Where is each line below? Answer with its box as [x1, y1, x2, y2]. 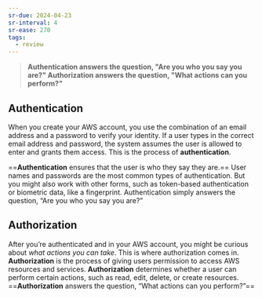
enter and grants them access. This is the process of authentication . [8, 147, 231, 157]
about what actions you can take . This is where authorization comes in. [8, 248, 239, 257]
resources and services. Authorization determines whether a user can [8, 264, 237, 274]
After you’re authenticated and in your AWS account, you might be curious [8, 239, 249, 249]
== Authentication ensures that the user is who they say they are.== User [8, 162, 247, 172]
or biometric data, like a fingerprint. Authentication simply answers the [8, 187, 236, 197]
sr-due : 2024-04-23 [8, 11, 72, 20]
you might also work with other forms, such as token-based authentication [8, 179, 249, 188]
